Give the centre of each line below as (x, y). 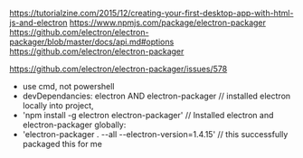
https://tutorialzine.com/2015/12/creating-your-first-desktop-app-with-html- (151, 13)
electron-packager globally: (74, 125)
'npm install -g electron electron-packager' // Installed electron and (148, 115)
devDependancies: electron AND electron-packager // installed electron (156, 96)
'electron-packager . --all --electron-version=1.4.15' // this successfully (155, 134)
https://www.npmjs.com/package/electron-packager (168, 23)
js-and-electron (38, 23)
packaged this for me (62, 144)
